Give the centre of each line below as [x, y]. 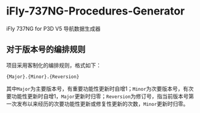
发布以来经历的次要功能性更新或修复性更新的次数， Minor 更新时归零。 [102, 103]
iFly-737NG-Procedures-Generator [95, 11]
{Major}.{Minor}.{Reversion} [43, 77]
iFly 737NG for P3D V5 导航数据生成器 [54, 28]
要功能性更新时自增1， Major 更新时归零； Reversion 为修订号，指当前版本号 [97, 96]
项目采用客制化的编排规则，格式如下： [54, 65]
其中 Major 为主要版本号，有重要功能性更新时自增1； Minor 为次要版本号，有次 [100, 88]
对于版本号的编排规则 [46, 50]
